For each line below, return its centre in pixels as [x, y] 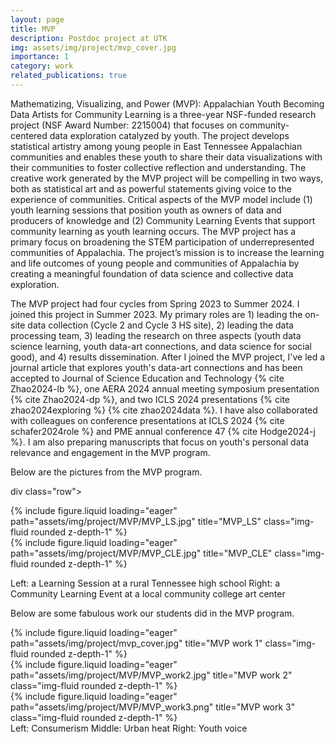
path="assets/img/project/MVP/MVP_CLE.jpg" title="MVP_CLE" [141, 553]
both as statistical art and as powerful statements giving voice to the [151, 188]
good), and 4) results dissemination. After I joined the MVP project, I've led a [168, 357]
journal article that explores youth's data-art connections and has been [156, 367]
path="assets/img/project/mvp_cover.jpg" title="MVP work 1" [136, 643]
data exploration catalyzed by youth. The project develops [169, 135]
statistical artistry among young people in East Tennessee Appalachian [156, 146]
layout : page [37, 19]
